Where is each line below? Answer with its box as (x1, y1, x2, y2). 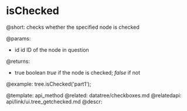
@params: (6, 35, 31, 42)
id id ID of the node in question (14, 46, 89, 53)
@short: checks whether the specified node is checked (6, 23, 140, 31)
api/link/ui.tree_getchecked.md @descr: (6, 98, 103, 105)
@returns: (6, 58, 30, 65)
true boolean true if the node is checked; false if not (14, 69, 141, 76)
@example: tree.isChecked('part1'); (6, 80, 91, 88)
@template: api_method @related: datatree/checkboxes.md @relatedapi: (6, 92, 182, 99)
